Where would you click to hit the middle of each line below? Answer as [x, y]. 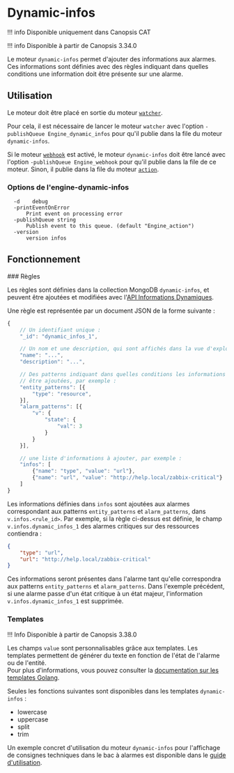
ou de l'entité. [27, 662]
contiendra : [24, 533]
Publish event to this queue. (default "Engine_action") [110, 226]
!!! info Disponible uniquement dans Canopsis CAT [79, 32]
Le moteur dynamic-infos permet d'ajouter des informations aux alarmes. [112, 59]
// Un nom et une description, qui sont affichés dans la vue [112, 349]
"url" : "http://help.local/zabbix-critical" [85, 559]
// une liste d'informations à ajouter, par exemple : [101, 458]
